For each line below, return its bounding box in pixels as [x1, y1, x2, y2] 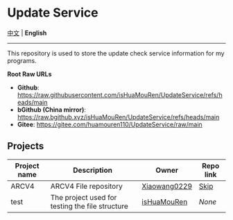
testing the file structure [50, 201, 128, 211]
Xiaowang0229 [141, 181, 193, 191]
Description [72, 165, 113, 175]
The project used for [50, 192, 117, 202]
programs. [7, 56, 37, 65]
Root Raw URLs [7, 69, 52, 78]
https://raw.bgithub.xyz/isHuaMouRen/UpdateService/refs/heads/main [17, 112, 220, 121]
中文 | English [7, 28, 47, 37]
